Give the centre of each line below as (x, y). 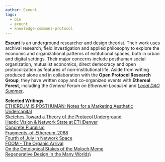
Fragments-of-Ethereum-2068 (37, 133)
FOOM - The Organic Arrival (34, 143)
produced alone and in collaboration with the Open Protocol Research (78, 75)
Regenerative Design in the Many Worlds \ (48, 154)
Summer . (15, 91)
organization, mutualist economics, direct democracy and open (71, 64)
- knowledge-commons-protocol (41, 29)
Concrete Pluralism (25, 128)
